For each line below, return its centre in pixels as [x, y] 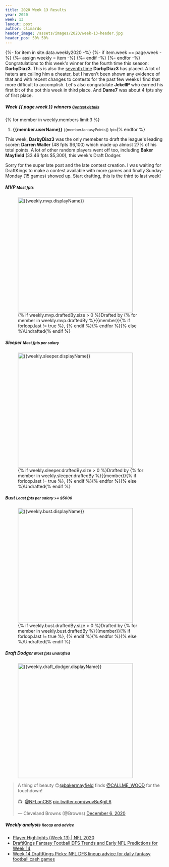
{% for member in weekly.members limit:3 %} [52, 120]
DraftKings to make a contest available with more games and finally [75, 170]
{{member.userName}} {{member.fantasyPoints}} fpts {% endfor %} [79, 129]
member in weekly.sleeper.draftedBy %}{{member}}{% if [77, 476]
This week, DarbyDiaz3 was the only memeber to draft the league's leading [84, 139]
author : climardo [23, 29]
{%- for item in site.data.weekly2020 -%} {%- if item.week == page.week [82, 52]
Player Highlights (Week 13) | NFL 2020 [53, 837]
